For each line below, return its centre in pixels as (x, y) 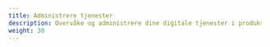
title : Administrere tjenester (61, 16)
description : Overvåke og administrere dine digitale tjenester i (122, 23)
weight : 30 (27, 30)
